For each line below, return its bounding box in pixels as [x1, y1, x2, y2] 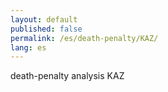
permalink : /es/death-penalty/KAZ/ [10, 33, 159, 43]
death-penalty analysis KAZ [10, 70, 125, 82]
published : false [10, 24, 83, 34]
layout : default [10, 14, 78, 25]
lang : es [10, 42, 47, 53]
